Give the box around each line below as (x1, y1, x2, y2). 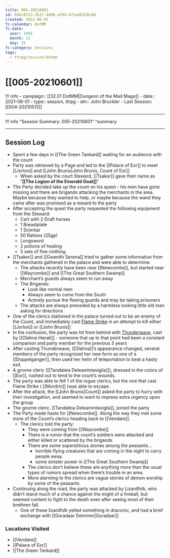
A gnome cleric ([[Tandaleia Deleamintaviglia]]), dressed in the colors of (12, 367, 163, 373)
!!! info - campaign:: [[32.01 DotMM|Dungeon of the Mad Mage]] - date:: (5, 93, 155, 99)
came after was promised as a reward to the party (12, 200, 117, 206)
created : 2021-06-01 (5, 17, 49, 22)
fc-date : (5, 26, 24, 31)
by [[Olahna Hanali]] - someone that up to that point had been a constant (12, 335, 165, 341)
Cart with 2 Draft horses (20, 216, 71, 222)
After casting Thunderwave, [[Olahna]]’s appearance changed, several (12, 345, 160, 352)
